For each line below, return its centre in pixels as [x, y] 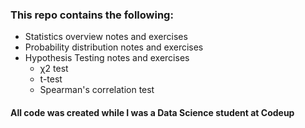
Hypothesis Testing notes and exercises [107, 58]
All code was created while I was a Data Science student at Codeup [152, 112]
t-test [51, 79]
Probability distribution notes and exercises [114, 47]
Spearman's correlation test [97, 90]
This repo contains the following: [92, 15]
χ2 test [54, 69]
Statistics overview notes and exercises [106, 37]
